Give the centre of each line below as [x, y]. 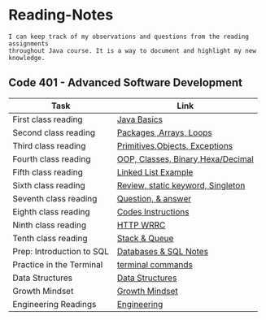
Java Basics [140, 119]
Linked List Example [155, 172]
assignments [28, 43]
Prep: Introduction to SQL [61, 251]
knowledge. [27, 58]
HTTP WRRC [141, 225]
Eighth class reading [52, 211]
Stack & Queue [145, 238]
